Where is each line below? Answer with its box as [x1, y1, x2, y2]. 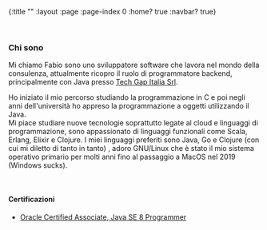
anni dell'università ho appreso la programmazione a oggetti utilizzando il [8, 101, 249, 111]
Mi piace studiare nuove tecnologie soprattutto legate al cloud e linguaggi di [8, 118, 258, 128]
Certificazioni [8, 194, 55, 204]
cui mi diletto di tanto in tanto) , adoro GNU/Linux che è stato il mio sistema [8, 144, 254, 153]
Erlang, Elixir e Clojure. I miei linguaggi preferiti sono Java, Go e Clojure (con [8, 135, 260, 145]
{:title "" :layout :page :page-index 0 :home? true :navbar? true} [8, 7, 217, 16]
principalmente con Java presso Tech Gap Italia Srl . [8, 77, 178, 87]
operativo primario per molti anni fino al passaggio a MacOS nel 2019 [8, 152, 236, 162]
